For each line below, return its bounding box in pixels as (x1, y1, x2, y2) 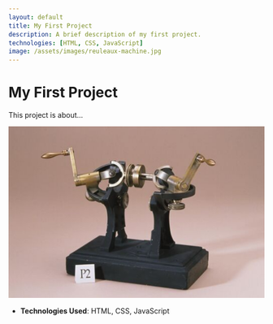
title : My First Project (8, 21, 93, 30)
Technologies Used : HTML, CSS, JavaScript (19, 305, 170, 316)
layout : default (8, 13, 63, 21)
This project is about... (8, 110, 84, 120)
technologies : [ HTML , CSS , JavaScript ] (8, 39, 144, 47)
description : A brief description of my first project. (8, 30, 201, 38)
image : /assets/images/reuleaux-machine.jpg (8, 47, 162, 56)
